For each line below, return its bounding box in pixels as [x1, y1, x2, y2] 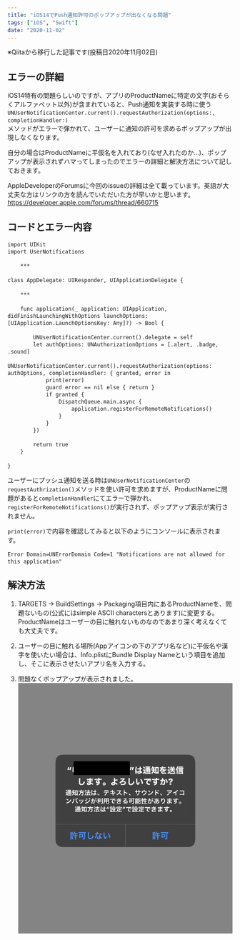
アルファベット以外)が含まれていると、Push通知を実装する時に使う [13, 100, 212, 109]
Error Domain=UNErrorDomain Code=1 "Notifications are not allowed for [7, 551, 225, 558]
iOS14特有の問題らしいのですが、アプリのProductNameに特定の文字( [7, 91, 211, 100]
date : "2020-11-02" [7, 26, 66, 34]
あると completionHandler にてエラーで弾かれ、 [19, 494, 156, 502]
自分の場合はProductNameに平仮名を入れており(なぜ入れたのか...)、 [7, 149, 209, 157]
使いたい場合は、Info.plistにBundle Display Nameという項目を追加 [30, 650, 226, 659]
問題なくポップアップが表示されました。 [17, 674, 137, 683]
